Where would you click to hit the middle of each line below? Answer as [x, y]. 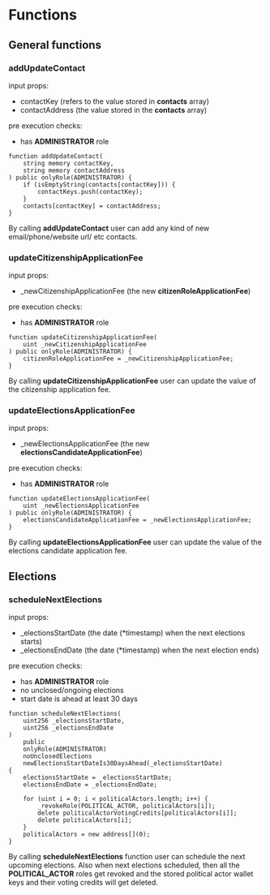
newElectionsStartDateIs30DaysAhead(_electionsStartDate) [123, 764]
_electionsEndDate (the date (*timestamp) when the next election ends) [139, 650]
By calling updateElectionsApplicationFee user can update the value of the [135, 542]
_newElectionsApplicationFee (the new [85, 444]
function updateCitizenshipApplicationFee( [83, 338]
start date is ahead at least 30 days [79, 699]
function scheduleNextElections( [65, 714]
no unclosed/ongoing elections [72, 691]
